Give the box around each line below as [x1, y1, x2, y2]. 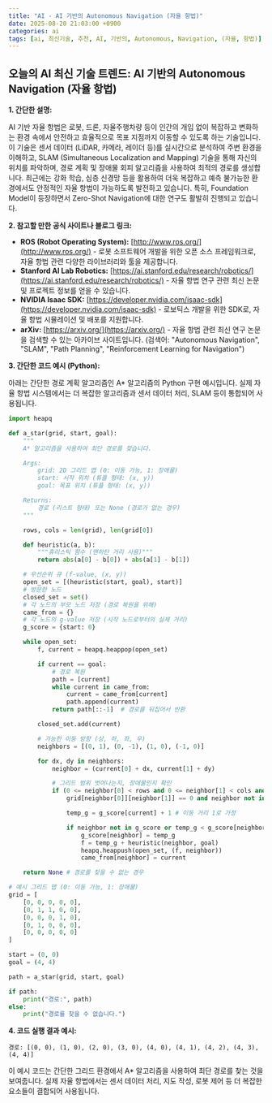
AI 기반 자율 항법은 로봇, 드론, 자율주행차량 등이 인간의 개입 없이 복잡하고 [8, 123, 237, 132]
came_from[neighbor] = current [80, 854, 186, 862]
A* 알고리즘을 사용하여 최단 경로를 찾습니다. [23, 444, 152, 452]
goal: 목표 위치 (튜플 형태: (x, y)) [37, 482, 151, 490]
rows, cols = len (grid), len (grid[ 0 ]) [23, 526, 154, 534]
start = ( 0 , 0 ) [8, 951, 60, 959]
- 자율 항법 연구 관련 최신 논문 [165, 275, 260, 285]
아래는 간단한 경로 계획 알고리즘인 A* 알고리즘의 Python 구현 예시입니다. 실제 [8, 378, 253, 388]
